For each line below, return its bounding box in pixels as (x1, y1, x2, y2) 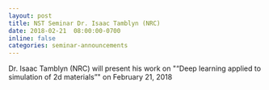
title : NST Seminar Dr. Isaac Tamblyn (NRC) (8, 19, 161, 27)
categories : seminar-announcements (8, 42, 128, 50)
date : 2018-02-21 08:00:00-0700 (8, 27, 121, 35)
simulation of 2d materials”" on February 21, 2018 (8, 72, 173, 82)
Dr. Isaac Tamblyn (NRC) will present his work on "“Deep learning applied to (8, 63, 261, 73)
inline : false (8, 34, 57, 43)
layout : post (8, 11, 53, 20)
